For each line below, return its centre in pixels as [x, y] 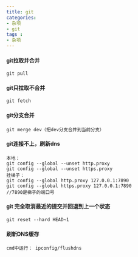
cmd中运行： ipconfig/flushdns [44, 248]
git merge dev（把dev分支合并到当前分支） [55, 129]
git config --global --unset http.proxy [58, 163]
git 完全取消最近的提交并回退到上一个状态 [58, 207]
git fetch [19, 101]
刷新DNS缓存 [23, 234]
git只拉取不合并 [26, 87]
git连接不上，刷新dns [33, 144]
